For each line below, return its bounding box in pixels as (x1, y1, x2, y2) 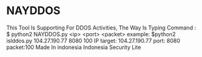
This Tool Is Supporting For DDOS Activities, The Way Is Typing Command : (6, 24, 196, 31)
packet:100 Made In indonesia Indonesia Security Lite (6, 44, 141, 51)
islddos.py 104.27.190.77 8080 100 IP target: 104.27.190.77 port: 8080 (6, 37, 181, 44)
